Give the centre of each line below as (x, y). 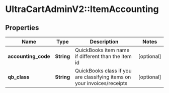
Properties (22, 28)
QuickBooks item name (102, 50)
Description (104, 42)
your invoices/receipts (101, 83)
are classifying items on (103, 77)
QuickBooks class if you (103, 71)
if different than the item (103, 56)
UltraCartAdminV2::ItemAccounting (82, 9)
